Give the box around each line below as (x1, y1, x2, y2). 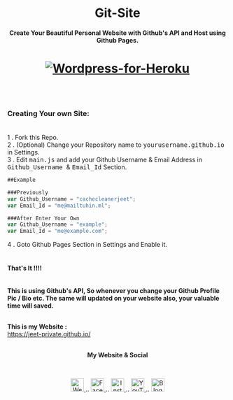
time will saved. (7, 301, 54, 310)
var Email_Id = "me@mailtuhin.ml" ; (7, 202, 111, 209)
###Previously (7, 189, 49, 196)
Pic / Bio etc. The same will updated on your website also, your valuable (7, 294, 220, 303)
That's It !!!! (7, 264, 42, 272)
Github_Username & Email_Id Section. (7, 163, 127, 171)
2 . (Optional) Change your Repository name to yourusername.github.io (7, 141, 225, 149)
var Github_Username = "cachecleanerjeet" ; (7, 195, 136, 203)
